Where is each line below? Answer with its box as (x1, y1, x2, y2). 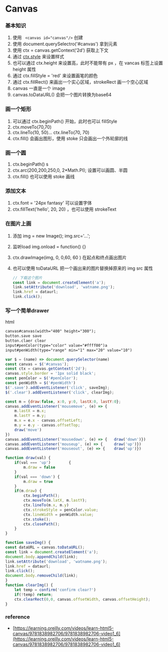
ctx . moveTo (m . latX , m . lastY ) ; (23, 498, 87, 503)
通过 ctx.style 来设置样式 (12, 54, 64, 60)
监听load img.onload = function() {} (12, 243, 86, 249)
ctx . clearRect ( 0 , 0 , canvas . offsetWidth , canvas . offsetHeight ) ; (14, 597, 151, 602)
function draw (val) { (5, 455, 51, 461)
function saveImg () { (5, 540, 51, 545)
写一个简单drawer (5, 307, 50, 314)
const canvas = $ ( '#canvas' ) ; (5, 362, 69, 367)
